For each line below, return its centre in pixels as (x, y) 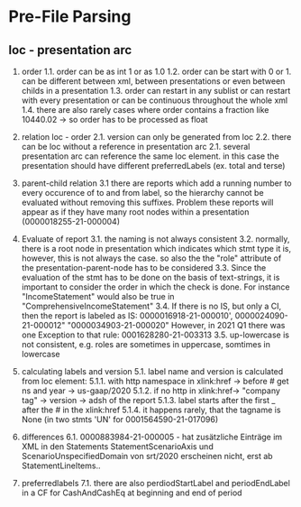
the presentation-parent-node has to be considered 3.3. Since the (144, 267)
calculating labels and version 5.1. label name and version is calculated (152, 371)
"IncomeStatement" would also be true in (98, 296)
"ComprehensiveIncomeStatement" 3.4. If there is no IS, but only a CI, (151, 306)
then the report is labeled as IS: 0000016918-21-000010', (127, 316)
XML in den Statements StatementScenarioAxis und (117, 447)
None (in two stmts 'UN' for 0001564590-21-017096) (120, 419)
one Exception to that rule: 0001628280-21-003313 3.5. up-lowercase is (155, 335)
